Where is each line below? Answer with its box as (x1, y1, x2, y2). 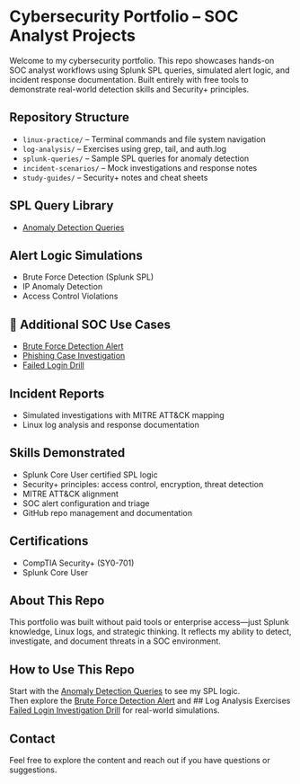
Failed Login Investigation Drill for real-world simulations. (9, 705, 220, 716)
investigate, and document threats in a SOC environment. (9, 636, 222, 646)
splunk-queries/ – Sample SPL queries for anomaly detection (22, 153, 250, 164)
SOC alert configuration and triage (22, 497, 150, 509)
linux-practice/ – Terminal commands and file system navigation (22, 133, 267, 145)
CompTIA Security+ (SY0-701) (22, 557, 135, 568)
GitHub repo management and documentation (22, 507, 193, 518)
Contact (9, 731, 56, 746)
